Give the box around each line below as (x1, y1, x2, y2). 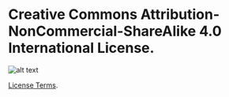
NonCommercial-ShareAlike (8, 22, 197, 40)
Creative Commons (8, 6, 138, 24)
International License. (8, 39, 155, 57)
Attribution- (140, 6, 220, 24)
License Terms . (8, 80, 58, 90)
